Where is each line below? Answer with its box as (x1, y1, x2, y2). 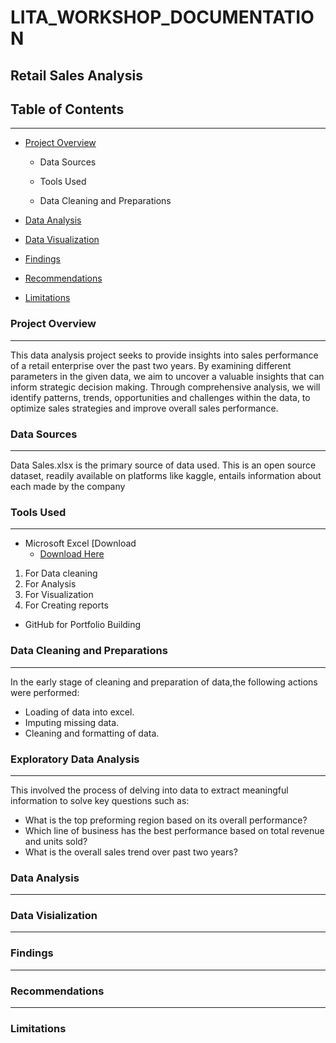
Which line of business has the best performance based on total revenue (24, 824, 325, 836)
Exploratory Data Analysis (10, 752, 140, 766)
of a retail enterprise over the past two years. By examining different (10, 359, 292, 371)
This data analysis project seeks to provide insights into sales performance (10, 349, 319, 361)
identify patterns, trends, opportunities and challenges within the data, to (10, 391, 311, 403)
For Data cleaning (24, 567, 98, 580)
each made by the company (10, 480, 126, 492)
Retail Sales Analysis (10, 67, 143, 84)
